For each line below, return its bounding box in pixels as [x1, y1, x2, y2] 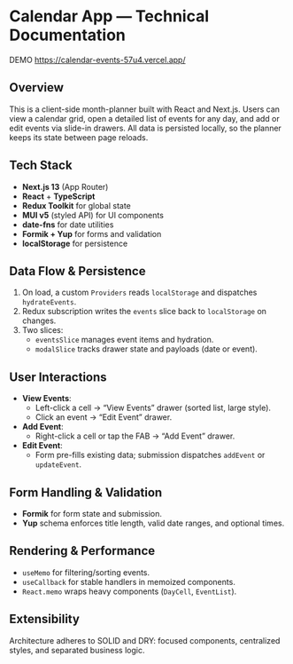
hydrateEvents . [21, 296, 77, 307]
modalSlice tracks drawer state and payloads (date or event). [35, 344, 258, 354]
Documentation [9, 25, 127, 45]
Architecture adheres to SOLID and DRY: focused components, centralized [9, 635, 281, 645]
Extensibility [9, 612, 80, 627]
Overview [9, 80, 65, 95]
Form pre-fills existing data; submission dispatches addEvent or [35, 450, 266, 461]
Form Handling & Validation [9, 485, 163, 500]
